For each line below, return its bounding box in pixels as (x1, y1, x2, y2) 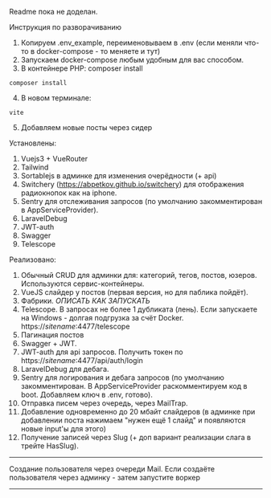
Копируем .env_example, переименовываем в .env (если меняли (20, 38, 244, 47)
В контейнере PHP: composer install (20, 63, 143, 73)
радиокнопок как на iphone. (20, 188, 117, 198)
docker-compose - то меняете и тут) (36, 47, 161, 55)
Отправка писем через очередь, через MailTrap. (20, 398, 188, 408)
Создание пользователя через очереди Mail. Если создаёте (9, 464, 216, 473)
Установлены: (9, 138, 57, 148)
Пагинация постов (20, 330, 84, 340)
